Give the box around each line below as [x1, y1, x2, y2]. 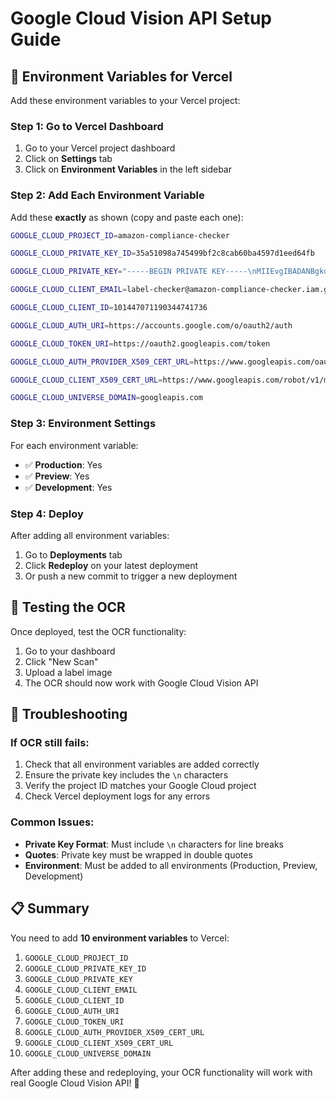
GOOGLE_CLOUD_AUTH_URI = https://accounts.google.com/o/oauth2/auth [10, 320, 293, 331]
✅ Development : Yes [24, 481, 113, 493]
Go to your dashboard [24, 645, 116, 657]
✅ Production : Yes [24, 458, 103, 471]
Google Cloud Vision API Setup [10, 7, 273, 30]
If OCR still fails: [10, 736, 90, 750]
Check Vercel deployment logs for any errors [24, 790, 211, 802]
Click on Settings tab [24, 153, 113, 165]
